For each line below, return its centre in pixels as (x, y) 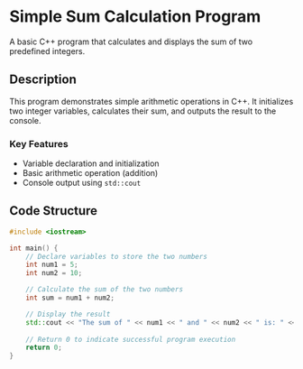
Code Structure (53, 211)
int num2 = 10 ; (54, 273)
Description (43, 80)
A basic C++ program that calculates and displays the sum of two (131, 42)
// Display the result (68, 314)
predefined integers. (47, 51)
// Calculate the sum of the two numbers (104, 290)
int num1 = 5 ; (52, 265)
